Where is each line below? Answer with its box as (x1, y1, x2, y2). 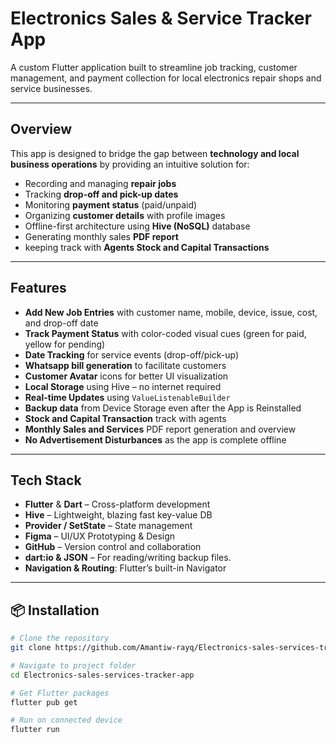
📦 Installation (10, 602, 100, 619)
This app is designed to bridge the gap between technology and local (10, 147, 300, 159)
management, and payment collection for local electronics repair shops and (10, 72, 322, 84)
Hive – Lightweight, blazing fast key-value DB (24, 509, 213, 521)
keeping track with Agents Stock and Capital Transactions (24, 241, 270, 253)
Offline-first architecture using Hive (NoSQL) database (24, 220, 251, 232)
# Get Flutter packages (10, 688, 110, 698)
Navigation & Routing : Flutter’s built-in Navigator (24, 562, 227, 574)
